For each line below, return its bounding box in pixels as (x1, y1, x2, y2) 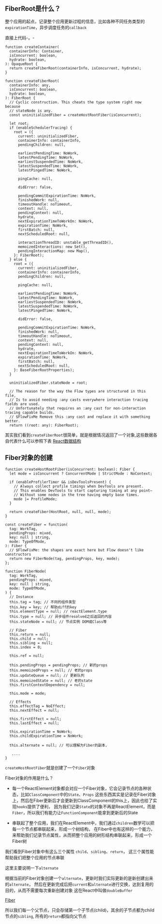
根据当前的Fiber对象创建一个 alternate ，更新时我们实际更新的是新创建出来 (5, 875, 154, 881)
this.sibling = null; (9, 640, 53, 645)
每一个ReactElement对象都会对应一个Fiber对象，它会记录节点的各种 (12, 785, 147, 791)
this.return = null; (9, 632, 51, 637)
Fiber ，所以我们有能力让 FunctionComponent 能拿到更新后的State (12, 809, 138, 815)
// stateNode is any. (9, 108, 53, 113)
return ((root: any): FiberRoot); (9, 423, 79, 428)
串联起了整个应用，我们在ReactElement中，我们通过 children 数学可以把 (12, 820, 155, 826)
